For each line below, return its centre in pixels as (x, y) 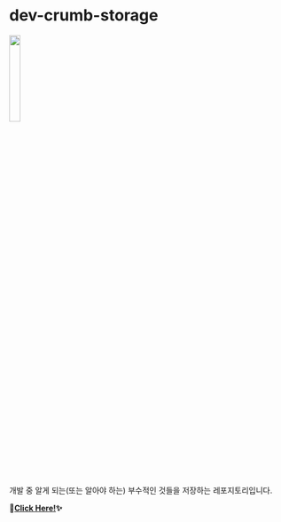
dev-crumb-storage (84, 16)
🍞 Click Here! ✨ (36, 508)
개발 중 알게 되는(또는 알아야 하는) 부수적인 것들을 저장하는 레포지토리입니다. (141, 490)
